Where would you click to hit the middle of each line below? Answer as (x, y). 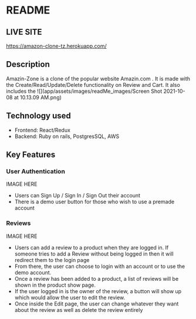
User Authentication (36, 171)
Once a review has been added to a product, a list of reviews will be (97, 278)
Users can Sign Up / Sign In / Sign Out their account (77, 196)
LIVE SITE (24, 32)
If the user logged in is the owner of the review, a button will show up (98, 291)
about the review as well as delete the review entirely (79, 310)
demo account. (33, 272)
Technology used (39, 116)
